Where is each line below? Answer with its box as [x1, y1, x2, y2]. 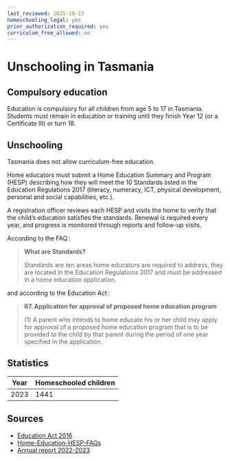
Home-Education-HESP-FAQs [16, 438, 102, 447]
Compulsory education [7, 86, 108, 98]
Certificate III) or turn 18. [7, 119, 76, 127]
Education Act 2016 [16, 431, 73, 440]
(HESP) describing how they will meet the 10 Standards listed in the [7, 178, 198, 187]
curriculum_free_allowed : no [7, 29, 91, 37]
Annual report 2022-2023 [16, 446, 91, 454]
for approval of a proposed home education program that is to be [23, 323, 208, 331]
